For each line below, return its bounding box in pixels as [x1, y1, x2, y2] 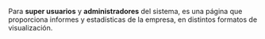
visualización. [8, 23, 53, 32]
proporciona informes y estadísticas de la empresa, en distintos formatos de [8, 15, 258, 24]
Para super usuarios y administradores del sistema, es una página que [8, 7, 243, 16]
